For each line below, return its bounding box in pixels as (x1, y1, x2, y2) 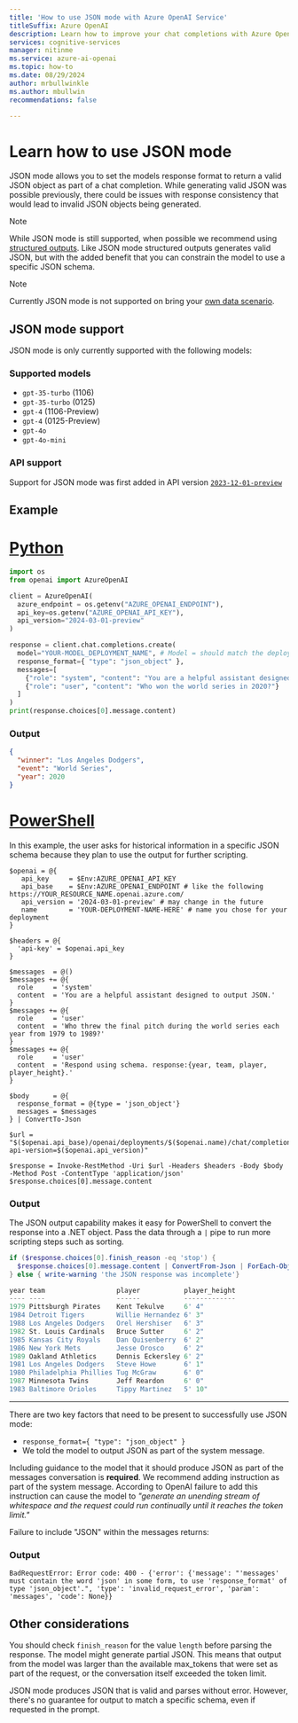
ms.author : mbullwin (9, 87, 86, 96)
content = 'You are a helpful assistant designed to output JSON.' (17, 991, 276, 999)
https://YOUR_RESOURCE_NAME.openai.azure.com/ (9, 889, 184, 898)
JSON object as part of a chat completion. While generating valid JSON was (9, 180, 287, 191)
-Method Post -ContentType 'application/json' (9, 1169, 184, 1178)
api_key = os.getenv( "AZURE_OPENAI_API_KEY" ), (17, 608, 184, 617)
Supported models (9, 367, 91, 380)
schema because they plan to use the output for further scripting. (9, 849, 248, 860)
